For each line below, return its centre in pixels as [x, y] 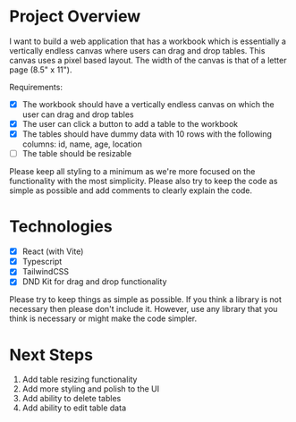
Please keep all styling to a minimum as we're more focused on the [132, 172]
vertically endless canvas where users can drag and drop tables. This [137, 50]
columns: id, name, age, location [82, 144]
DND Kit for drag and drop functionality [94, 282]
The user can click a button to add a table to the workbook [130, 124]
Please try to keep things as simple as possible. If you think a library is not [145, 300]
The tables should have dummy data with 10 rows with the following [147, 134]
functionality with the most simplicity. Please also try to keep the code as [144, 181]
